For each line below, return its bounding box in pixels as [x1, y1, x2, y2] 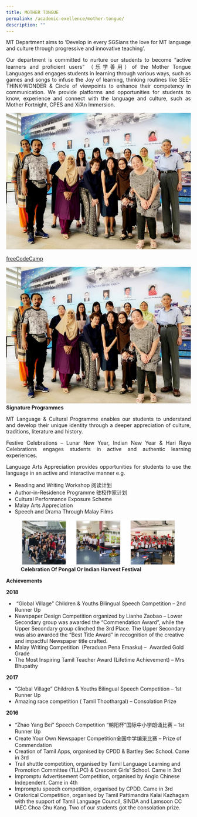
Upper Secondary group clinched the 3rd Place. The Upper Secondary [14, 625, 186, 632]
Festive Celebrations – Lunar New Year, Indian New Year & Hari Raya [6, 439, 191, 446]
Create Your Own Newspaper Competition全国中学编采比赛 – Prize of [14, 735, 182, 742]
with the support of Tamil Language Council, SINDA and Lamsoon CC [14, 798, 182, 805]
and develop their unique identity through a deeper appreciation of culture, [6, 421, 191, 429]
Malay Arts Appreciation [14, 502, 73, 509]
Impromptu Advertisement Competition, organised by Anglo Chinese [14, 772, 180, 779]
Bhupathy [14, 662, 38, 669]
